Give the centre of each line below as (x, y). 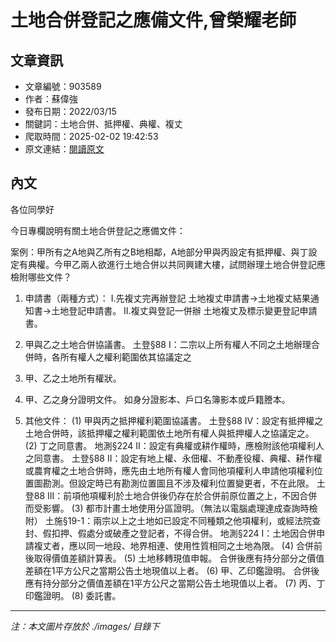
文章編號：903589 (63, 86)
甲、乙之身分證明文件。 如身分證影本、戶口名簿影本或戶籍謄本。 (157, 399)
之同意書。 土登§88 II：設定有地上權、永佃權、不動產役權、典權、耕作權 (173, 458)
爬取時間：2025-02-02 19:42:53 (91, 136)
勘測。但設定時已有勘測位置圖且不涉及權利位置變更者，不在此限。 (178, 483)
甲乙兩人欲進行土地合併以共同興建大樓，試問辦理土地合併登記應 (194, 264)
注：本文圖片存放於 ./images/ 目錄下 (85, 626)
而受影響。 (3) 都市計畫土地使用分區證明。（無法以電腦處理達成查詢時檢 (171, 508)
